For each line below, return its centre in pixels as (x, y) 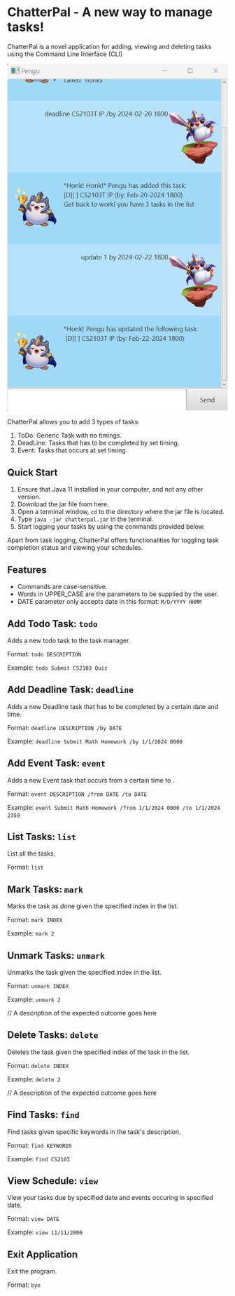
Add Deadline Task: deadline (71, 690)
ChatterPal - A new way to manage (110, 12)
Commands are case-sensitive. (62, 587)
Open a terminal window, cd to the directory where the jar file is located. (121, 512)
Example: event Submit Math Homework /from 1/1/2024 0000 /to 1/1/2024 (114, 807)
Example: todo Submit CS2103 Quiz (57, 668)
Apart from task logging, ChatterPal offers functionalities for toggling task (113, 540)
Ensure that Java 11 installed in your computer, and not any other (110, 490)
